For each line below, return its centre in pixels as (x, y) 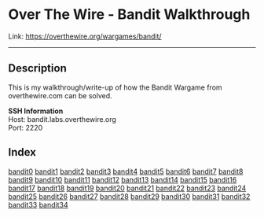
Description (37, 68)
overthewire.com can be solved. (60, 95)
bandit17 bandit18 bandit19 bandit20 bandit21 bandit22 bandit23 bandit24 (127, 188)
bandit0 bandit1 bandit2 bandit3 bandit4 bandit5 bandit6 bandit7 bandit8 (126, 171)
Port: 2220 (26, 127)
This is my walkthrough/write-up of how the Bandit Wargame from (115, 87)
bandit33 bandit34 (38, 204)
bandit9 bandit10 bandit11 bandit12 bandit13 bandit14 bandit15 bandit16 (123, 179)
